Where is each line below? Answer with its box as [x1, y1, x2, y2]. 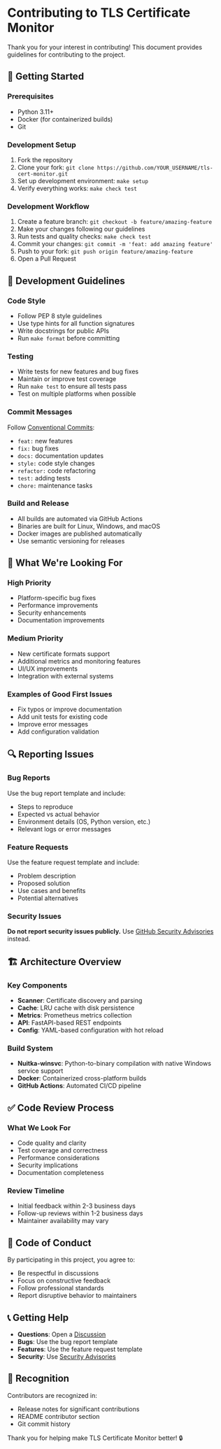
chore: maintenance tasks [17, 481, 93, 490]
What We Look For [7, 1122, 71, 1132]
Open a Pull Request [17, 255, 77, 263]
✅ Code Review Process [7, 1101, 114, 1113]
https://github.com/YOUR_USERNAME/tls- [97, 164, 213, 171]
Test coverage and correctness [17, 1146, 108, 1155]
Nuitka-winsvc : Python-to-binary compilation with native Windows [17, 1059, 212, 1068]
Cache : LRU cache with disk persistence [17, 1004, 135, 1012]
